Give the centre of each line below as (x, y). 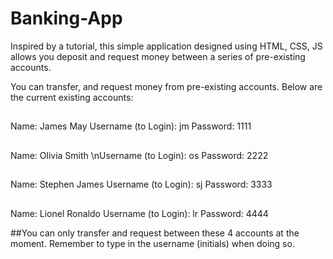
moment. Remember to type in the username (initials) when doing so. (152, 243)
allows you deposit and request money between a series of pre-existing (158, 56)
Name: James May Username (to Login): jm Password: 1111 (131, 126)
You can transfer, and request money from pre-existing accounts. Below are (166, 86)
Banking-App (66, 18)
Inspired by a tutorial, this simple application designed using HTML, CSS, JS (166, 46)
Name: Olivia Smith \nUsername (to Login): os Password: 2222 (139, 155)
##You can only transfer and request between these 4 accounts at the (155, 233)
